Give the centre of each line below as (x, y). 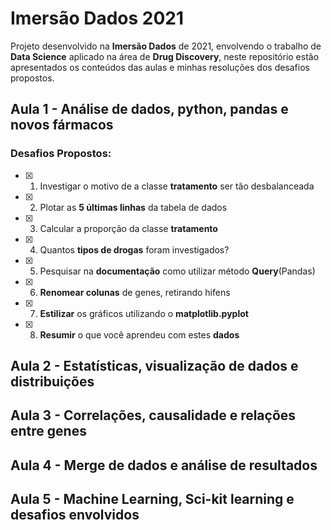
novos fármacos (62, 125)
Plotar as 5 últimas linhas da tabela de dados (133, 207)
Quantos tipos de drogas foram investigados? (134, 249)
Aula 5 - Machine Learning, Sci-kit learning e (152, 499)
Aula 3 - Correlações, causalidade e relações (153, 415)
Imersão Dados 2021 (97, 18)
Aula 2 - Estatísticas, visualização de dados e (154, 366)
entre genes (48, 431)
